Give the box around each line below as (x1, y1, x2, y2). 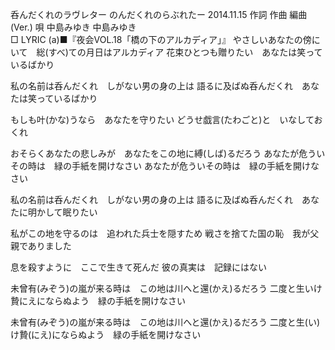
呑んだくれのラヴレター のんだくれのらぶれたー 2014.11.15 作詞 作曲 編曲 (10, 9, 308, 20)
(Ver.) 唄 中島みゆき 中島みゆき (10, 21, 137, 33)
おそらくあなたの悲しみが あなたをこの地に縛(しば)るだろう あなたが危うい (10, 148, 326, 159)
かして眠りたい (36, 206, 98, 218)
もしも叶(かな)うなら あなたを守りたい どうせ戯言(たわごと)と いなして (10, 114, 315, 125)
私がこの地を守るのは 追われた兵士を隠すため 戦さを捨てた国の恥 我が (10, 228, 311, 239)
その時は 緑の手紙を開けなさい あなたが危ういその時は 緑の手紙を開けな (10, 160, 320, 172)
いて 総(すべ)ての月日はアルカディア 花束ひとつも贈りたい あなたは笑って (10, 46, 323, 58)
